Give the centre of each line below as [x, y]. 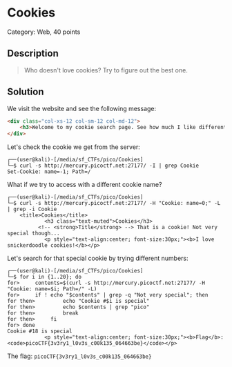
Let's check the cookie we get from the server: [74, 147]
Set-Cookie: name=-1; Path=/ [49, 172]
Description [33, 53]
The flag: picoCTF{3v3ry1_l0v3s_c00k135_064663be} [79, 356]
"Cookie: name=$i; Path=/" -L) [52, 289]
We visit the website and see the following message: [82, 108]
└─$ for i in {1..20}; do [44, 277]
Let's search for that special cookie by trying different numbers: [98, 258]
